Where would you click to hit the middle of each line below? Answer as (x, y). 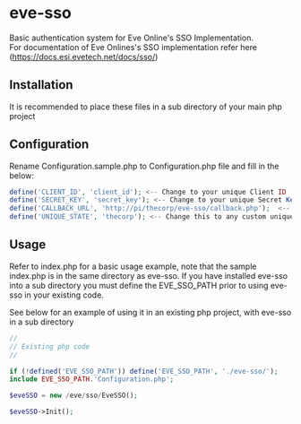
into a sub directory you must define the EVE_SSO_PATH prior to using (139, 285)
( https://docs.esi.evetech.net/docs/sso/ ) (84, 56)
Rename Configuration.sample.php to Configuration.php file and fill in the (144, 166)
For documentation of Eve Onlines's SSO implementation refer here (133, 47)
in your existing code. (64, 295)
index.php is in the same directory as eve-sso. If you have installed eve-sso (149, 275)
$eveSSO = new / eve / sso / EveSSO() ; (74, 396)
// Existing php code (50, 346)
